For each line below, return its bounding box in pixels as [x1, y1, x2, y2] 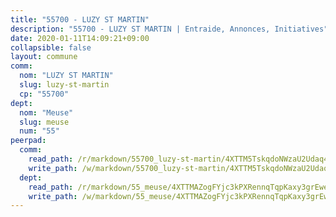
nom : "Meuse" [19, 107, 74, 118]
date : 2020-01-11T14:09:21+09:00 [10, 33, 150, 43]
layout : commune [10, 52, 78, 62]
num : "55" [19, 126, 60, 136]
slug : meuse [19, 117, 70, 127]
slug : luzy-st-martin [19, 80, 110, 90]
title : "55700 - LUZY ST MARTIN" [10, 14, 150, 25]
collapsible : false [10, 42, 92, 53]
